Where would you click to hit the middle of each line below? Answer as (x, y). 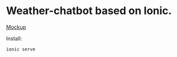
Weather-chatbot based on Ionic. (89, 11)
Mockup (16, 27)
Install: (14, 38)
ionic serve (21, 49)
